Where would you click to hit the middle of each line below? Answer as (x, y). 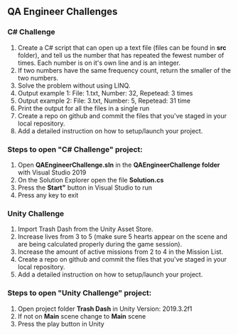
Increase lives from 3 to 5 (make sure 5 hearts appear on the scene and (122, 237)
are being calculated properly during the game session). (100, 244)
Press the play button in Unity (61, 324)
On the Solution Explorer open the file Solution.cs (91, 180)
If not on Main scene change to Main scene (82, 316)
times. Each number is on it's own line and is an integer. (99, 63)
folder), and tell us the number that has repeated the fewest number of (121, 55)
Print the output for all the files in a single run (83, 108)
